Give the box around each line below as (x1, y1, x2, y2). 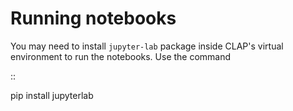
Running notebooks (10, 7, 177, 30)
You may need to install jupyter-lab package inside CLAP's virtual (10, 40, 284, 52)
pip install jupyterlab (10, 89, 94, 101)
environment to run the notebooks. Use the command (10, 50, 232, 62)
